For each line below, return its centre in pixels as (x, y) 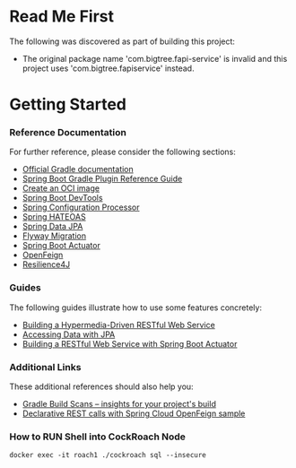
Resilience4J (46, 264)
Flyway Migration (54, 236)
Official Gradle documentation (78, 169)
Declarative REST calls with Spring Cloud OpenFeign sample (134, 413)
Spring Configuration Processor (81, 207)
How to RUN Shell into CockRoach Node (98, 437)
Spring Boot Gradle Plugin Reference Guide (102, 179)
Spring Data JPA (52, 227)
